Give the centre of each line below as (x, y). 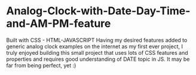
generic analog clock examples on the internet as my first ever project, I (95, 46)
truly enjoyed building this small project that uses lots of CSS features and (97, 52)
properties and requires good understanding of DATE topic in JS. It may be (98, 59)
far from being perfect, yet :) (41, 65)
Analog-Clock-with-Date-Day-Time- (98, 11)
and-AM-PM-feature (59, 24)
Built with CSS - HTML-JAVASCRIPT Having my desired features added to (97, 40)
